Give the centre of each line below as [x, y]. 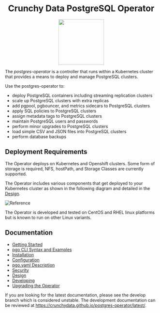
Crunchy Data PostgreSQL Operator [81, 8]
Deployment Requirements [46, 152]
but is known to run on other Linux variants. [48, 217]
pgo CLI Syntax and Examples [42, 250]
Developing [23, 280]
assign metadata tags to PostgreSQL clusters [57, 116]
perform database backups [39, 137]
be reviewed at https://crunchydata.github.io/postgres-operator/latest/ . [76, 305]
